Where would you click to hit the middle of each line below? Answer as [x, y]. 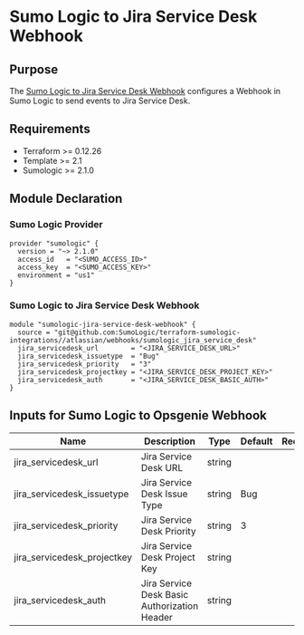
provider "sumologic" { [54, 243]
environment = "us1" [56, 275]
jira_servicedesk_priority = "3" [85, 364]
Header [157, 617]
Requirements [50, 129]
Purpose [34, 69]
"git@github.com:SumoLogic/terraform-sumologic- [147, 332]
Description [170, 441]
